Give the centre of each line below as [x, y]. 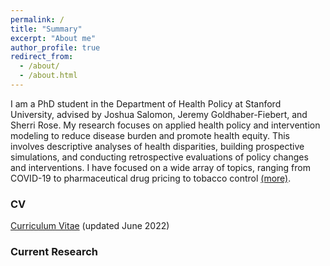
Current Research [54, 252]
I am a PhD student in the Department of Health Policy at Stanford [146, 103]
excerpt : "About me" [53, 38]
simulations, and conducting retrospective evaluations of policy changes [159, 157]
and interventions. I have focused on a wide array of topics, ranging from [160, 167]
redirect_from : [42, 57]
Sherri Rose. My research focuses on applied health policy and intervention [165, 125]
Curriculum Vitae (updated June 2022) [90, 226]
